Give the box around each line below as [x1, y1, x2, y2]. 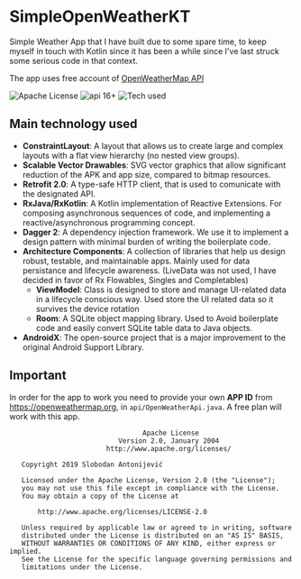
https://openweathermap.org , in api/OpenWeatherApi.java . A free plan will [9, 401, 282, 412]
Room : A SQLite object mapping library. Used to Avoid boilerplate [35, 313, 279, 324]
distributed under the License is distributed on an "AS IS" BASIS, [21, 530, 284, 540]
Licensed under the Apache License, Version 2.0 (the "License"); [21, 475, 277, 484]
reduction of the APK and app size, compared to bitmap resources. [22, 169, 271, 179]
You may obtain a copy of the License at [21, 492, 179, 501]
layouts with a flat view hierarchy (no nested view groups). [22, 150, 241, 161]
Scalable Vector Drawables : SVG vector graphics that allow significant [22, 160, 287, 170]
